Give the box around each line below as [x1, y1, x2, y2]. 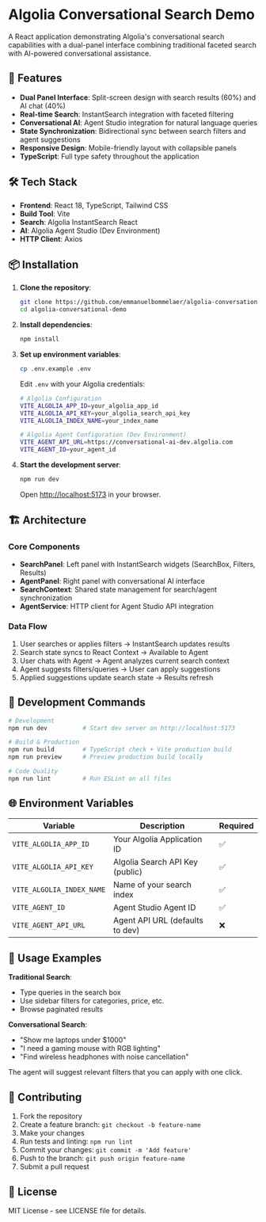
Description [139, 820, 185, 831]
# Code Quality [8, 767, 59, 775]
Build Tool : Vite [19, 208, 70, 219]
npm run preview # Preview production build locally [8, 753, 203, 761]
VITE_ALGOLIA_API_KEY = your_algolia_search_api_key [19, 409, 191, 417]
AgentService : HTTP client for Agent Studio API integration [19, 601, 214, 611]
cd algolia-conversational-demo [19, 306, 127, 314]
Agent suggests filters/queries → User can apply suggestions [19, 664, 221, 674]
